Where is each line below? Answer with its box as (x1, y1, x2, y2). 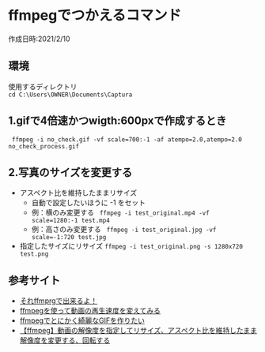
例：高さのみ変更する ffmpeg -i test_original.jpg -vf (31, 225, 217, 234)
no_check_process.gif (8, 142, 80, 150)
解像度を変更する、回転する (19, 335, 111, 345)
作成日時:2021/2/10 (8, 34, 70, 43)
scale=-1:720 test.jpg (31, 234, 107, 242)
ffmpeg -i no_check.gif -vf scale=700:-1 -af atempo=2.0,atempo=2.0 (11, 135, 243, 144)
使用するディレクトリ (8, 81, 78, 91)
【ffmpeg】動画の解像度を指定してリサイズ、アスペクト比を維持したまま (19, 326, 257, 335)
